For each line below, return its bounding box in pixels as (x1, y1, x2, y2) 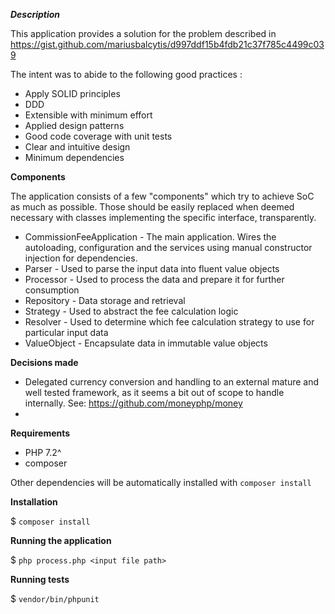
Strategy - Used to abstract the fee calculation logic (24, 305, 239, 317)
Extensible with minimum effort (24, 109, 153, 121)
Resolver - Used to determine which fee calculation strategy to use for (24, 316, 315, 328)
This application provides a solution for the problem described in (10, 28, 277, 39)
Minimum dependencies (24, 152, 125, 163)
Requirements (10, 427, 71, 439)
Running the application (10, 535, 112, 546)
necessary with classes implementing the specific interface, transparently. (10, 212, 317, 223)
